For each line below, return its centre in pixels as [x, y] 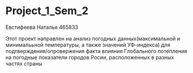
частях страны [24, 64]
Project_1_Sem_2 [47, 11]
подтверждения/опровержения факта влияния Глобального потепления [96, 51]
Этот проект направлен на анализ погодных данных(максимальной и [93, 38]
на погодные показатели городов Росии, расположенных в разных [90, 57]
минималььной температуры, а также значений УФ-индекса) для [88, 45]
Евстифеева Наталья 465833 [42, 27]
